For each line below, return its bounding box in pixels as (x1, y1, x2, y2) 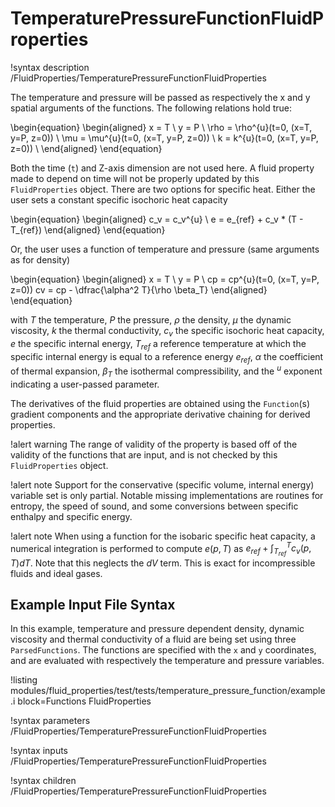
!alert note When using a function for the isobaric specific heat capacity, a (10, 530, 316, 542)
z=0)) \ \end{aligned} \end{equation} (10, 142, 163, 154)
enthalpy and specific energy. (10, 510, 133, 522)
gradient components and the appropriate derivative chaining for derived (10, 408, 311, 420)
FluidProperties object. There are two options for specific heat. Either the (10, 183, 316, 195)
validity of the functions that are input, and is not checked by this (10, 448, 278, 461)
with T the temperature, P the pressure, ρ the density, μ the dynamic (10, 313, 292, 326)
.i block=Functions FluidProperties (10, 695, 152, 707)
